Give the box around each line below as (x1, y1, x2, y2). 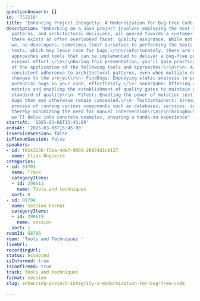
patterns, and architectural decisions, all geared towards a (11, 31, 169, 37)
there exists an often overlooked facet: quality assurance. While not (11, 36, 193, 42)
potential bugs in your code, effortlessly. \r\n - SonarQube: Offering (11, 81, 190, 87)
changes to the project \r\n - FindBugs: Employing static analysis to (11, 75, 187, 81)
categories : (6, 159, 36, 165)
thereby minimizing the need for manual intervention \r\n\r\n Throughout (11, 108, 196, 114)
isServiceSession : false (6, 131, 68, 137)
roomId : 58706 (6, 230, 42, 236)
